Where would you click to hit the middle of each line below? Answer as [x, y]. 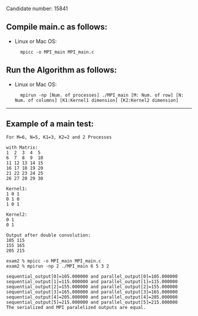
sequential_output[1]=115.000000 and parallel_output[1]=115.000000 [92, 282]
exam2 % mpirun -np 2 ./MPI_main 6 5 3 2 [58, 266]
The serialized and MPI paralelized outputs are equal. [76, 308]
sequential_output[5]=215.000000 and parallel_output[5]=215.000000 [92, 302]
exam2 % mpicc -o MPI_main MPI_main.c [54, 261]
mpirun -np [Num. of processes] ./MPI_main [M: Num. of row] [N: [102, 95]
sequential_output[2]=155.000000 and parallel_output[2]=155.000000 [92, 287]
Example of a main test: [50, 124]
